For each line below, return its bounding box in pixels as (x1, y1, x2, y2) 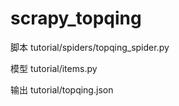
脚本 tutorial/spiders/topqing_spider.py (10, 41, 170, 53)
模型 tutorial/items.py (10, 62, 98, 74)
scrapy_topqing (10, 7, 142, 30)
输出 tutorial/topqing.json (10, 83, 114, 96)
